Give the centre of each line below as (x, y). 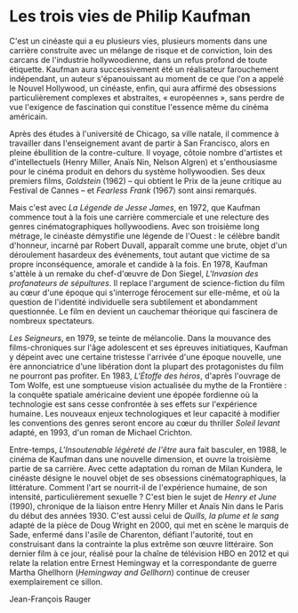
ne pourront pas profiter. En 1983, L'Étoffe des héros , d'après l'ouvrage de (145, 376)
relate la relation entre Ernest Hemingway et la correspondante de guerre (143, 562)
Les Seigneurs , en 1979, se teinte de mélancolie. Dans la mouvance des (140, 338)
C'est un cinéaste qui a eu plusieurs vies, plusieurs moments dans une (138, 41)
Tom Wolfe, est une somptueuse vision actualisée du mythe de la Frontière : (148, 385)
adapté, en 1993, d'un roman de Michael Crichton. (101, 432)
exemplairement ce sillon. (56, 581)
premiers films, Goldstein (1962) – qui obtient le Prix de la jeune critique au (145, 180)
